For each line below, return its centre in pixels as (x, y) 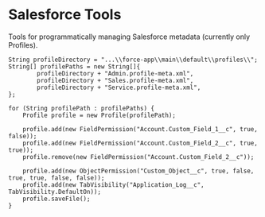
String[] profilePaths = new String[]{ (74, 66)
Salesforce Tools (65, 15)
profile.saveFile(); (57, 199)
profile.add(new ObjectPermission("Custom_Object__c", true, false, (138, 171)
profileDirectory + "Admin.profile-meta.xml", (115, 73)
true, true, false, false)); (57, 178)
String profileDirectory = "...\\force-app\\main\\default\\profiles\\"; (133, 60)
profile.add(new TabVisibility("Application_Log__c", (113, 184)
